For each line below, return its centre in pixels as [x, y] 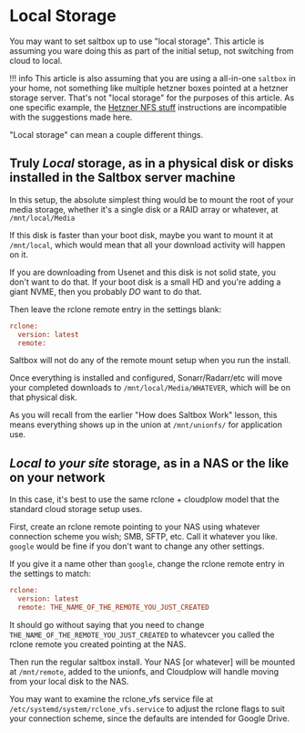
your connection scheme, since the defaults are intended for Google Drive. [149, 718]
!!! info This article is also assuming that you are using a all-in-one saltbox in [152, 78]
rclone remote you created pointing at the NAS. [98, 644]
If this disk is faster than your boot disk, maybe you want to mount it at [142, 235]
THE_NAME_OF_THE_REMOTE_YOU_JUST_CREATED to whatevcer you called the [142, 634]
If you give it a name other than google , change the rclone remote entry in [147, 564]
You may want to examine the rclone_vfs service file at [112, 698]
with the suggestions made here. [71, 117]
